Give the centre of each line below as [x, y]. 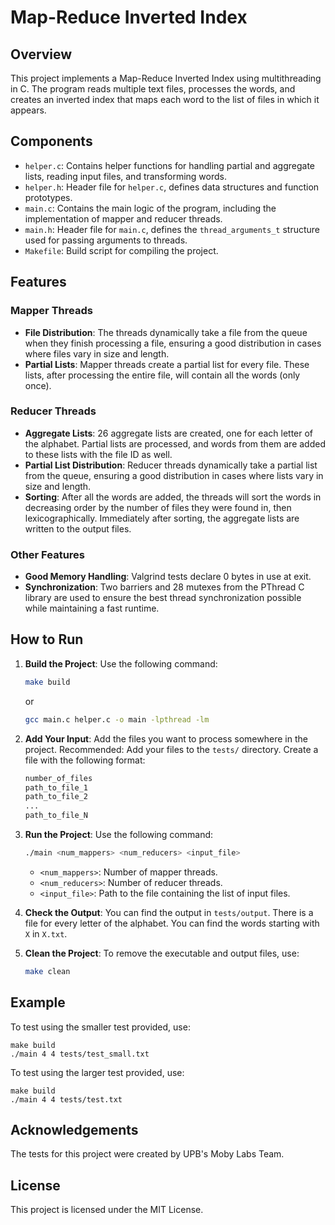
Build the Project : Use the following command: [121, 663]
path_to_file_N [56, 816]
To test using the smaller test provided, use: [100, 1027]
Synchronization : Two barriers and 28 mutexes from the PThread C [164, 587]
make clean [47, 971]
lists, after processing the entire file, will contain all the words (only [162, 375]
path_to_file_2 [56, 797]
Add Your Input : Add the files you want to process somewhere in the [166, 738]
